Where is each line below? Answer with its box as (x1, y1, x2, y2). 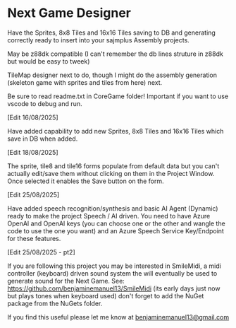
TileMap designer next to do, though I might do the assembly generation (7, 71, 217, 79)
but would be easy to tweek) (7, 57, 90, 65)
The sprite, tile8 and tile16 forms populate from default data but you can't (7, 161, 220, 170)
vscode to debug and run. (7, 99, 82, 107)
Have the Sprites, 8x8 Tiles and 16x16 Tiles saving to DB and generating (7, 28, 216, 37)
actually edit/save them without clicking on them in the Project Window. (7, 169, 215, 177)
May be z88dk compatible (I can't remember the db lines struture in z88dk (7, 49, 223, 58)
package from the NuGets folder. (7, 299, 103, 307)
